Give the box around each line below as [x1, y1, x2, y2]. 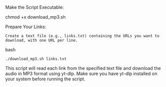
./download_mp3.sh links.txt [5, 56, 67, 61]
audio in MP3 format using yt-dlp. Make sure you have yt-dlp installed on [5, 70, 158, 76]
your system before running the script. [5, 76, 86, 82]
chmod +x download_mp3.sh [5, 14, 66, 20]
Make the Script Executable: [5, 5, 64, 10]
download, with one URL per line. [5, 38, 78, 43]
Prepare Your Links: [5, 24, 47, 30]
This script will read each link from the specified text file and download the [5, 65, 161, 71]
